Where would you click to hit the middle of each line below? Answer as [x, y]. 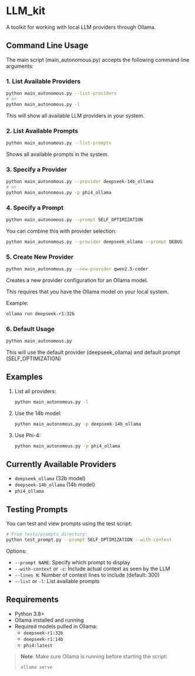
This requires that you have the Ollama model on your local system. [88, 292]
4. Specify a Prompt [35, 208]
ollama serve [36, 667]
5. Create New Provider [40, 257]
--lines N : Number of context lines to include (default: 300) [87, 575]
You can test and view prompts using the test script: [69, 524]
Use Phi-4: [28, 435]
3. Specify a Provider [37, 169]
